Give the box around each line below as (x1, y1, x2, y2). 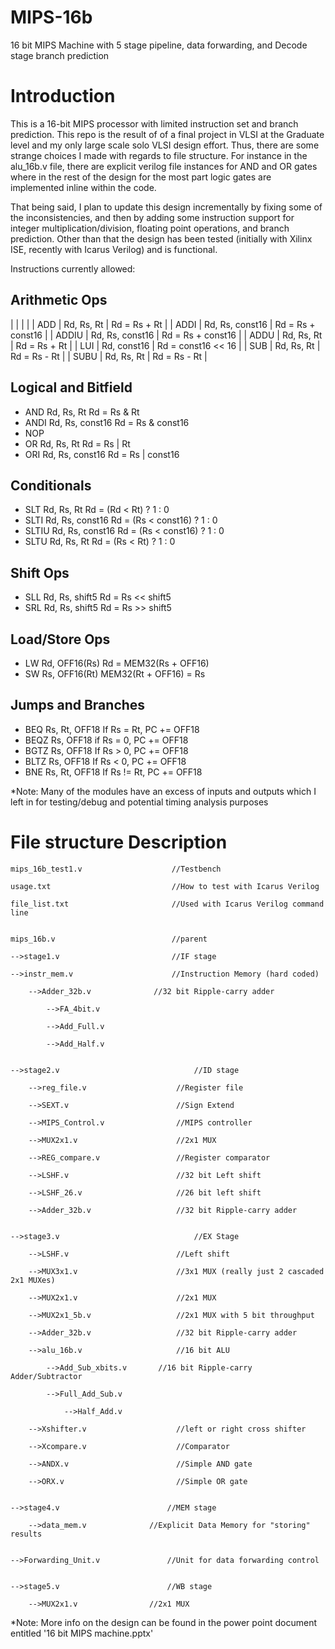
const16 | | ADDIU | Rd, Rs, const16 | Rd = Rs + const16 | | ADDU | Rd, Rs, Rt (10, 329, 323, 341)
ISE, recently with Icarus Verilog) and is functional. (10, 243, 218, 255)
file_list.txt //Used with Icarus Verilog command (10, 899, 325, 909)
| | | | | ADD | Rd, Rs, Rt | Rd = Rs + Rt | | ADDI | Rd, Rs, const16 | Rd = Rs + (10, 318, 316, 330)
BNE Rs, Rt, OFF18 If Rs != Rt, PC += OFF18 (24, 766, 203, 778)
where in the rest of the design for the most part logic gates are (10, 171, 272, 183)
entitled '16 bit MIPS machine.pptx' (10, 1627, 154, 1639)
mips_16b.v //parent (10, 934, 208, 944)
